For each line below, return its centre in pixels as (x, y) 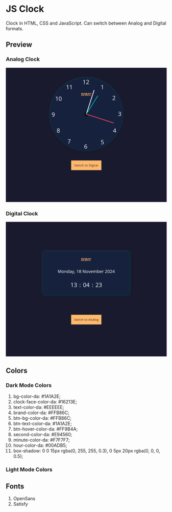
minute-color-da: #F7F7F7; (41, 440)
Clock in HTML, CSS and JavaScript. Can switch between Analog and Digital (86, 23)
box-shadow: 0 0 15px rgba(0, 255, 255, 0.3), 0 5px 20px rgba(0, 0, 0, (87, 451)
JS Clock (25, 9)
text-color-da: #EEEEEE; (39, 407)
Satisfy (21, 504)
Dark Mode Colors (29, 385)
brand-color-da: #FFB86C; (41, 413)
